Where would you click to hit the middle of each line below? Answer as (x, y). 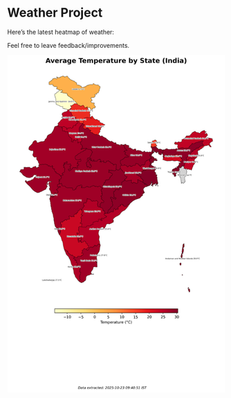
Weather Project (55, 13)
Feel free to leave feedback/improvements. (68, 45)
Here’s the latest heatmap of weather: (61, 32)
